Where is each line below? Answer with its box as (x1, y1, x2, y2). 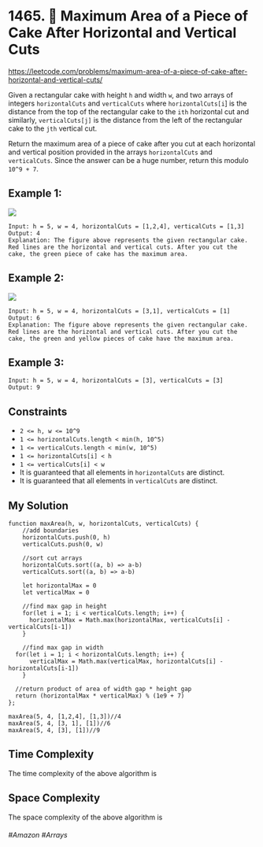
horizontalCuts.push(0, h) (22, 534, 111, 542)
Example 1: (8, 187, 62, 200)
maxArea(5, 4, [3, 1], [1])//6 (8, 719, 111, 727)
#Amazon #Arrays (8, 830, 69, 840)
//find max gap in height (22, 602, 108, 610)
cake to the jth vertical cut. (8, 124, 98, 133)
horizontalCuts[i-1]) (8, 664, 80, 672)
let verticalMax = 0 (22, 589, 90, 597)
